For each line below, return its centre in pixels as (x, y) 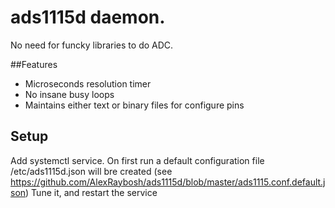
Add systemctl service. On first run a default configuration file (137, 160)
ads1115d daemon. (88, 17)
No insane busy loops (69, 94)
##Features (34, 64)
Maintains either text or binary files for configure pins (134, 105)
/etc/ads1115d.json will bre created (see (91, 171)
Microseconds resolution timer (88, 83)
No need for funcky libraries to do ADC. (92, 45)
